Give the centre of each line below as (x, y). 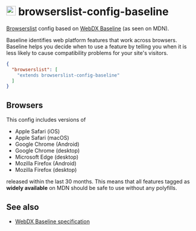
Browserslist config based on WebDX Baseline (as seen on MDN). (88, 28)
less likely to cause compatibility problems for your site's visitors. (87, 52)
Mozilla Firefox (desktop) (46, 170)
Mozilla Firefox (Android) (46, 163)
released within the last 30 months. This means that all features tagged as (98, 182)
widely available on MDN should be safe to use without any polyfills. (92, 188)
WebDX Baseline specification (52, 221)
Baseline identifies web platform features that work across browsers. (92, 40)
